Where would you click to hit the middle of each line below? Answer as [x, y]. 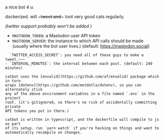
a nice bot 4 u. [20, 7]
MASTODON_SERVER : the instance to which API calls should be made [78, 41]
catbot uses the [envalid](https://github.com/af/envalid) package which [82, 77]
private [13, 107]
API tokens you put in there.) [37, 111]
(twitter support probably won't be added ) [48, 26]
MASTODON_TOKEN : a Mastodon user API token [56, 36]
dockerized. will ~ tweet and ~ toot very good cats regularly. [65, 16]
